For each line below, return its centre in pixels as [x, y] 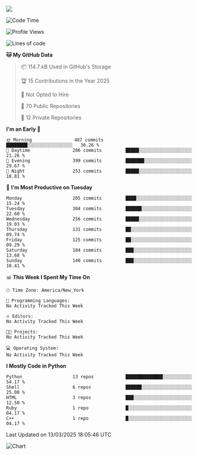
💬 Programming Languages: [38, 301]
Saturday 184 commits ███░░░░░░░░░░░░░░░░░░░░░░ [99, 250]
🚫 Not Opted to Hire [45, 94]
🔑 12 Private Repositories [51, 118]
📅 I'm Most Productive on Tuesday [49, 187]
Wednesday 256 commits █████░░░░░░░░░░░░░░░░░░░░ [99, 219]
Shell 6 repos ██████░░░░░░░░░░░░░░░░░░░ [99, 387]
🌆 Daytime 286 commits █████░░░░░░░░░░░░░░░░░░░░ [99, 150]
